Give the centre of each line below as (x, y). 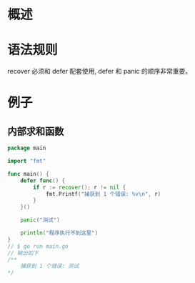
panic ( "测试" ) (40, 220)
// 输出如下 (23, 253)
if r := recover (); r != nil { (80, 187)
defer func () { (43, 180)
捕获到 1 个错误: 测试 (50, 266)
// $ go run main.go (38, 246)
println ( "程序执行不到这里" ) (59, 233)
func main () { (29, 174)
